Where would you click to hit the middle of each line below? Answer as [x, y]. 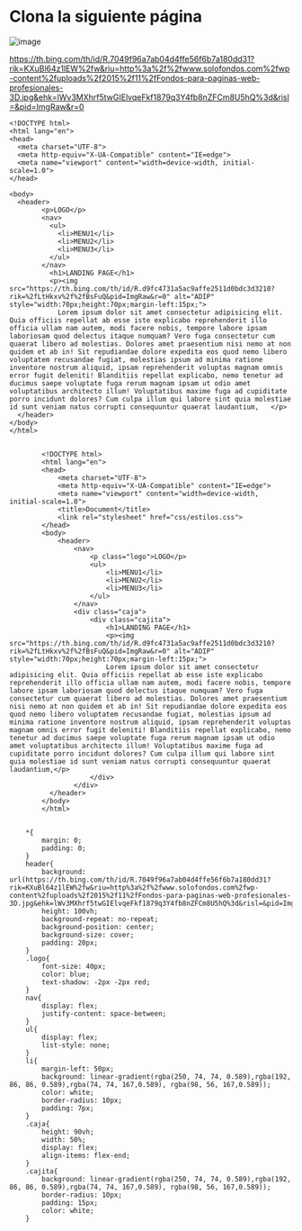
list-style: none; [76, 1045]
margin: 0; [62, 840]
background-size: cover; [88, 935]
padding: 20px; [70, 943]
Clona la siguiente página [106, 17]
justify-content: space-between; [104, 1014]
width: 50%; [64, 1140]
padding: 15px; [70, 1203]
